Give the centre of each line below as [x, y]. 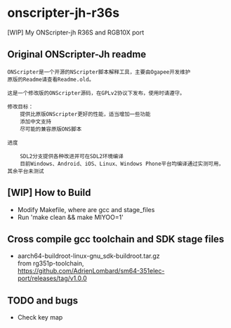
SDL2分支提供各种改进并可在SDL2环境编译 [72, 156]
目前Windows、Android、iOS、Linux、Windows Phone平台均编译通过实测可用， [122, 164]
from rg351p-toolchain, [51, 263]
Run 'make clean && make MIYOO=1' [71, 217]
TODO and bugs [43, 300]
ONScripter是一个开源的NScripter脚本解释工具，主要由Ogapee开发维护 [99, 72]
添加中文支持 [35, 122]
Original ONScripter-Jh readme [77, 54]
